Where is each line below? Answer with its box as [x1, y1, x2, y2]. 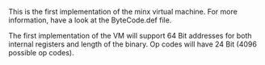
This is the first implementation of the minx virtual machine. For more [8, 7, 238, 16]
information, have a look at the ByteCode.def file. [8, 15, 172, 25]
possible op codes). [8, 48, 74, 57]
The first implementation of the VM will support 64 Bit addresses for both [8, 31, 252, 40]
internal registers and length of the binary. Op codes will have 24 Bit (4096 [8, 39, 257, 49]
